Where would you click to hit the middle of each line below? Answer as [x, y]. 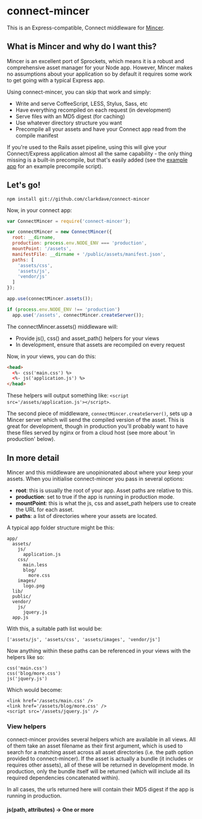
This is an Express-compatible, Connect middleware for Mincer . [86, 28]
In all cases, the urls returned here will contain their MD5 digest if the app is [100, 790]
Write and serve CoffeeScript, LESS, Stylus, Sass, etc [81, 103]
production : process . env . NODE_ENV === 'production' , [80, 243]
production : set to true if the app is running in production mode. [95, 497]
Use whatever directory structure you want [69, 123]
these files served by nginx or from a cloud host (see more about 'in [91, 433]
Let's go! [24, 185]
